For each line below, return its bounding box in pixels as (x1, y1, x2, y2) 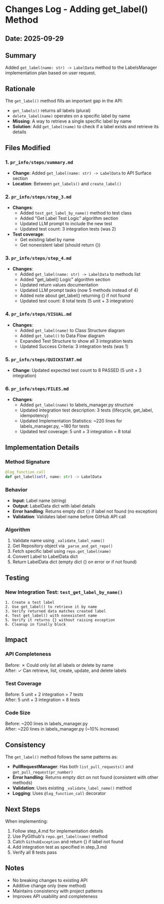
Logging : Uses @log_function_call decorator (12, 790, 106, 796)
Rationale (5, 84, 35, 93)
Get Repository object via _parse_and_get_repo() (12, 543, 113, 549)
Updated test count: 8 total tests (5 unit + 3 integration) (19, 298, 134, 304)
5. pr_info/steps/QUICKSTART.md (5, 356, 82, 363)
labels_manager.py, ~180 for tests (19, 423, 89, 429)
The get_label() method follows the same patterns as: (5, 754, 118, 760)
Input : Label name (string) (12, 497, 66, 504)
